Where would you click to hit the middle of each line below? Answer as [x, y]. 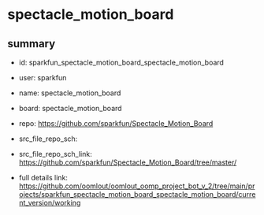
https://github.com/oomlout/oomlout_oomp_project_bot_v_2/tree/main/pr [137, 186]
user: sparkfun [43, 78]
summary [32, 44]
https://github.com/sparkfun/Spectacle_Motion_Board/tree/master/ [128, 162]
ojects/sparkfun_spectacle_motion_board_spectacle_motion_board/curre [137, 194]
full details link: [43, 178]
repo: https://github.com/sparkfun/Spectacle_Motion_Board [116, 123]
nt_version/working [50, 203]
